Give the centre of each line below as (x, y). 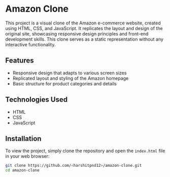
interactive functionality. (30, 44)
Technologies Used (36, 100)
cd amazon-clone (22, 170)
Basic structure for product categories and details (64, 83)
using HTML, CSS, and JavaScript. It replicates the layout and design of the (84, 28)
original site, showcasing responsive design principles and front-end (77, 34)
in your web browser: (27, 156)
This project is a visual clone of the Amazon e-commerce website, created (83, 23)
